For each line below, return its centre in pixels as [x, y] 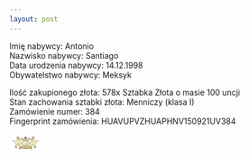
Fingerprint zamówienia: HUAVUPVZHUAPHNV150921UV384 [123, 121]
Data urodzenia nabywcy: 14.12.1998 [76, 65]
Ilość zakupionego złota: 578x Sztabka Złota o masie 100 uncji [125, 92]
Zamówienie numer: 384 [55, 111]
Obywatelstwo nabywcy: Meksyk [71, 75]
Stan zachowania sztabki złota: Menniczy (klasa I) [102, 102]
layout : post [34, 19]
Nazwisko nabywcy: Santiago [64, 55]
